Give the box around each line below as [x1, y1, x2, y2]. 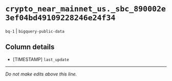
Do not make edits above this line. [5, 71, 77, 77]
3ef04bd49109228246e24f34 [5, 13, 116, 23]
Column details [5, 43, 55, 51]
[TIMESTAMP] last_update [12, 56, 69, 62]
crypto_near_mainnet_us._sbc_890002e [5, 4, 166, 14]
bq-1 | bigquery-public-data [5, 28, 65, 34]
